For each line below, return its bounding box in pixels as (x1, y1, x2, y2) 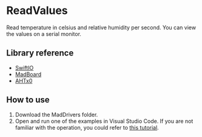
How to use (6, 95, 50, 105)
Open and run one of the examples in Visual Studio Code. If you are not (15, 117, 194, 125)
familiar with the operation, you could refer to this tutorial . (15, 124, 159, 131)
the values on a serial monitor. (6, 30, 82, 37)
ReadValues (6, 4, 68, 18)
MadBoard (15, 71, 42, 78)
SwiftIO (15, 64, 34, 71)
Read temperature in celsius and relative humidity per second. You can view (6, 24, 196, 31)
